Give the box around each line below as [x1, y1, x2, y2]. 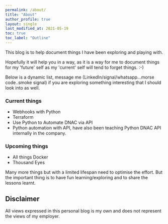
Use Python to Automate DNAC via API [12, 119, 93, 126]
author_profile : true [5, 17, 51, 22]
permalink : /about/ [5, 7, 46, 13]
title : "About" [5, 12, 37, 17]
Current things [5, 97, 42, 104]
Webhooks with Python [12, 109, 61, 115]
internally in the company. [12, 130, 66, 136]
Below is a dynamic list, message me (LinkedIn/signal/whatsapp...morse [5, 74, 154, 80]
